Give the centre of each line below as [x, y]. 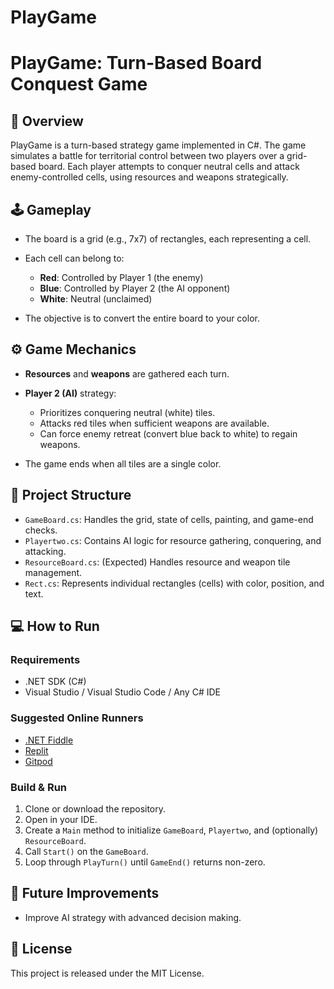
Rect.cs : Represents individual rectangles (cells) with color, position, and [174, 583]
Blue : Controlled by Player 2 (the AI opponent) [135, 288]
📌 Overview [47, 121]
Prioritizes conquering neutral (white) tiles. [127, 412]
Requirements [45, 659]
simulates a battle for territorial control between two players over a [147, 156]
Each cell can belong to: [74, 258]
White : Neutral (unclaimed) [96, 299]
